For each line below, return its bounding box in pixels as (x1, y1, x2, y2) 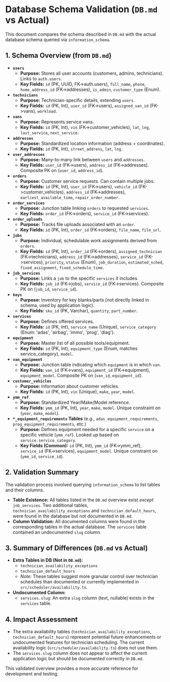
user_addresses (12, 152, 45, 157)
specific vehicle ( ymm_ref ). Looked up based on (20, 432, 119, 438)
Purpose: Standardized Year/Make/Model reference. (20, 399, 130, 405)
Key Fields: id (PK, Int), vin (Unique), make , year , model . (20, 388, 135, 395)
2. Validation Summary (5, 468, 79, 477)
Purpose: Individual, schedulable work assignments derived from (20, 237, 157, 243)
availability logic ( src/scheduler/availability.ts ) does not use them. (12, 645, 158, 651)
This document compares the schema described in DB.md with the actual (5, 31, 156, 37)
